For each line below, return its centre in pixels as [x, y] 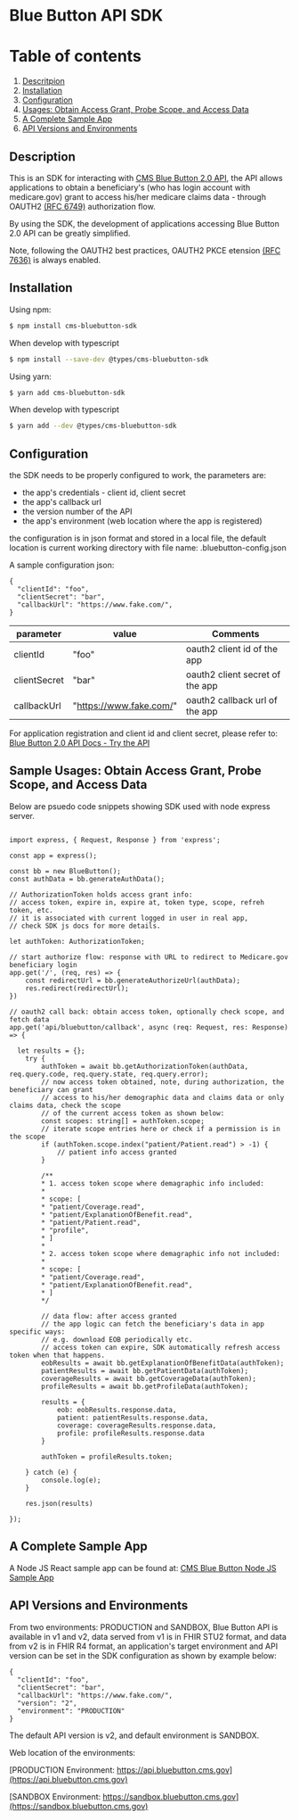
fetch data [29, 1019]
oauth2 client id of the [232, 649]
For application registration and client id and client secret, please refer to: [144, 733]
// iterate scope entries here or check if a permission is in [161, 1129]
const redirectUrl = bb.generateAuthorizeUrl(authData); [133, 980]
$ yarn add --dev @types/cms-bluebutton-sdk [93, 426]
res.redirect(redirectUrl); [77, 988]
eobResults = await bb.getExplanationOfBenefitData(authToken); [163, 1363]
